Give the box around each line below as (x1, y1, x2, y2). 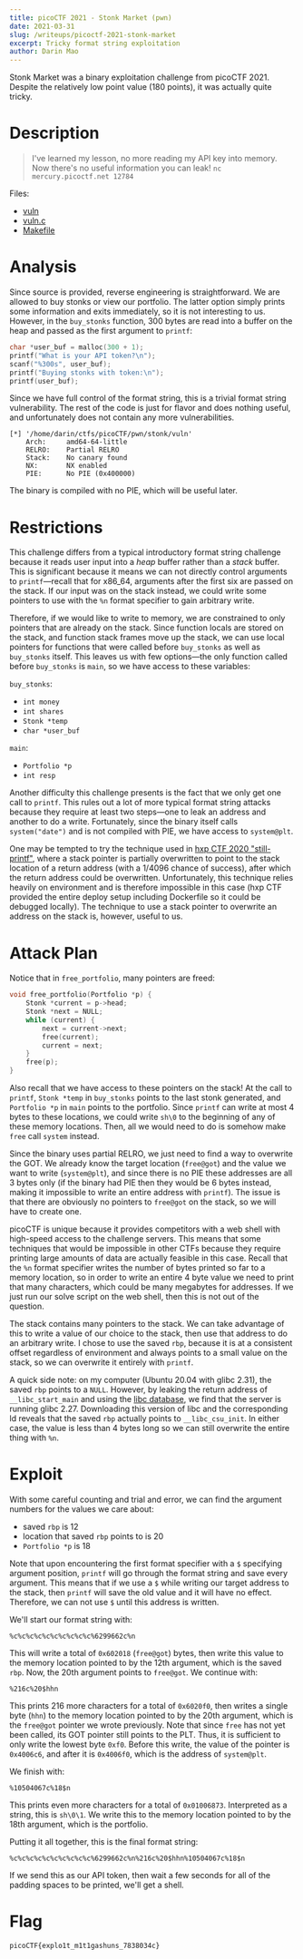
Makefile (22, 225, 55, 236)
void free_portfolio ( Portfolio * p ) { (9, 990, 152, 999)
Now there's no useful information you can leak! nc (31, 162, 222, 173)
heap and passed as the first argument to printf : (9, 326, 193, 336)
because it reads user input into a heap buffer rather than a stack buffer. (9, 557, 279, 568)
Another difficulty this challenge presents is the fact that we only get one (9, 787, 281, 798)
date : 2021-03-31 (9, 22, 75, 31)
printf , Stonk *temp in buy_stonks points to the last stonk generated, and (9, 1092, 281, 1103)
